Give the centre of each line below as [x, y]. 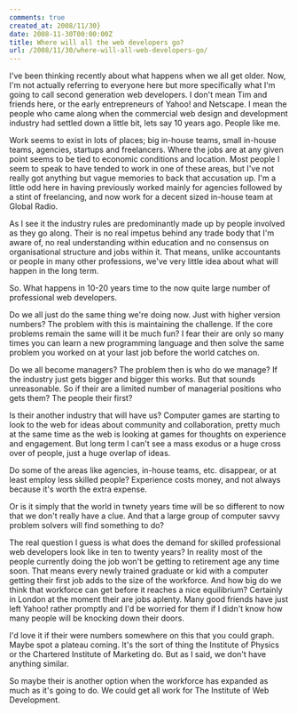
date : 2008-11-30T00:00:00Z [61, 34]
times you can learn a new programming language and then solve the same [147, 343]
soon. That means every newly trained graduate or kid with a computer [139, 571]
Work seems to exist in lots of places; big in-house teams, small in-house [143, 140]
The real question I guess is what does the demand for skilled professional [145, 542]
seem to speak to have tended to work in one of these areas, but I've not [142, 169]
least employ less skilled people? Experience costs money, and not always [145, 480]
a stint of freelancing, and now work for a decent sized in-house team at [141, 197]
